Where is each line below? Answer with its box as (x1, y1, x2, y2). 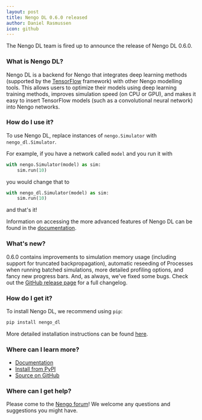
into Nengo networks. (6, 103, 60, 110)
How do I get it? (6, 294, 53, 302)
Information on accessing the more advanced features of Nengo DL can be (6, 218, 193, 225)
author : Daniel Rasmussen (6, 20, 71, 26)
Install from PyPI (14, 366, 56, 373)
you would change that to (6, 178, 70, 185)
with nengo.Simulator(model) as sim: (6, 161, 101, 168)
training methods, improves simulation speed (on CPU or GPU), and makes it (6, 90, 196, 97)
